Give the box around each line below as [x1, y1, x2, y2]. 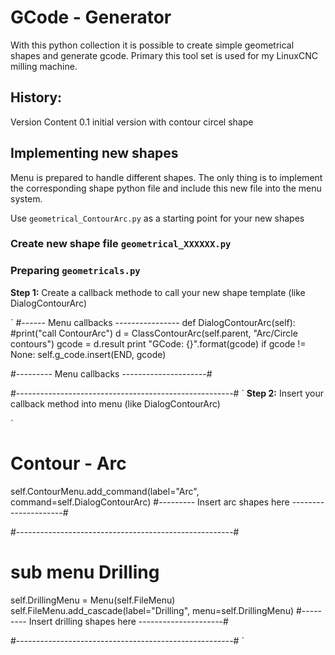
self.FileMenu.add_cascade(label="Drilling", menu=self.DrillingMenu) [10, 604, 295, 616]
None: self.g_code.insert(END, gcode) [10, 348, 167, 360]
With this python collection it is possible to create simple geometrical [10, 39, 295, 51]
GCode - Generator [10, 6, 172, 29]
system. [10, 192, 43, 205]
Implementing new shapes [10, 145, 179, 162]
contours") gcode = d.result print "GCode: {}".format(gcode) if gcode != [10, 337, 307, 350]
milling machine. [10, 60, 78, 72]
